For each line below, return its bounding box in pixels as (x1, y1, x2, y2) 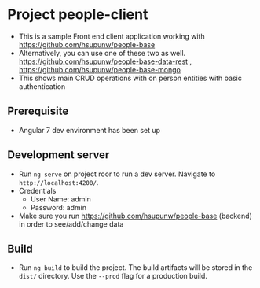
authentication (18, 81, 66, 91)
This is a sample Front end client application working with (18, 31, 205, 41)
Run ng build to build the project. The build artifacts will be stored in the (18, 263, 253, 272)
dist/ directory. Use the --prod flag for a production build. (18, 271, 207, 281)
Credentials (18, 186, 57, 195)
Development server (7, 148, 110, 162)
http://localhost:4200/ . (18, 177, 99, 186)
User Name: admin (30, 194, 91, 204)
